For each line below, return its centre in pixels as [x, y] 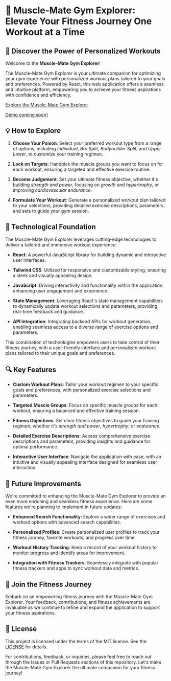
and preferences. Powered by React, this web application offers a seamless [85, 84]
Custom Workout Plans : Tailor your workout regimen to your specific [86, 384]
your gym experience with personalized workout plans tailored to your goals [85, 78]
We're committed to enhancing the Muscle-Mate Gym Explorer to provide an [86, 496]
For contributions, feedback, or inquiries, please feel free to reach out [78, 656]
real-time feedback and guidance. [48, 311]
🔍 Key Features [31, 370]
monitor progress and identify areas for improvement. [69, 553]
